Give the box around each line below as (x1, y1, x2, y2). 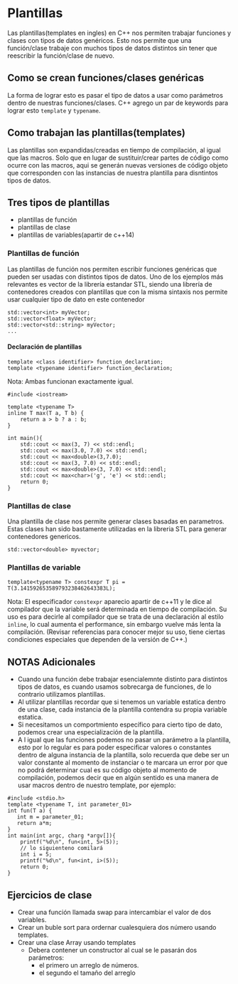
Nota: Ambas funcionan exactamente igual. (7, 376, 134, 386)
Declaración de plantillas (7, 342, 82, 351)
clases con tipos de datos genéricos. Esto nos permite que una (7, 36, 192, 44)
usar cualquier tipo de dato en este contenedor (7, 294, 146, 304)
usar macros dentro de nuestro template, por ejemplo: (17, 781, 176, 789)
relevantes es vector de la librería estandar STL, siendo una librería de (7, 280, 212, 288)
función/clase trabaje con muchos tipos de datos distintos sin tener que (7, 43, 218, 52)
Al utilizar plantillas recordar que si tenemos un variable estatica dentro (17, 697, 226, 707)
